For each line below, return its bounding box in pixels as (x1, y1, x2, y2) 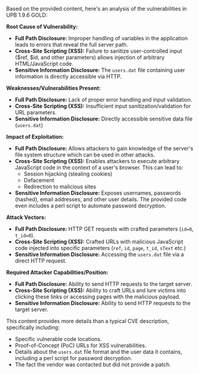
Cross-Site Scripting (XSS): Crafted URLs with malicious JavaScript (14, 238, 183, 245)
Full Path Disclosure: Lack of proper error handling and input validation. (14, 96, 192, 103)
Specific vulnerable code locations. (14, 336, 102, 342)
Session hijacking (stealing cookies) (23, 170, 112, 177)
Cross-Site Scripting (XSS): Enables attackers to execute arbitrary (14, 158, 180, 164)
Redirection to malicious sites (23, 183, 97, 190)
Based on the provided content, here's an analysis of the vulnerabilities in (6, 5, 187, 12)
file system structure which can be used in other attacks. (14, 151, 155, 158)
